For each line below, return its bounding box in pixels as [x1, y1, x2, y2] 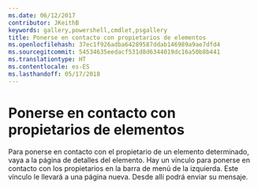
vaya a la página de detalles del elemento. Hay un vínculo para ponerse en [8, 155, 251, 165]
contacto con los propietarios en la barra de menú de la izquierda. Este [8, 163, 239, 173]
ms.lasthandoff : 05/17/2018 [8, 70, 101, 78]
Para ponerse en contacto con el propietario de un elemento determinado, [8, 146, 250, 156]
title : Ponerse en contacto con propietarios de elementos [8, 33, 207, 42]
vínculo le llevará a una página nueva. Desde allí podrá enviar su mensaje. [8, 172, 249, 181]
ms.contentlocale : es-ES [8, 63, 90, 71]
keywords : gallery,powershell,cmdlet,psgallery [8, 26, 168, 34]
